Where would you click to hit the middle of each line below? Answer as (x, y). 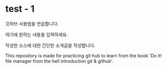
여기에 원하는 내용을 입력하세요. (37, 34)
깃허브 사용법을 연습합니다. (32, 24)
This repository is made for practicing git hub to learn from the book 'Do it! (83, 55)
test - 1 (20, 9)
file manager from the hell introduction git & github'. (59, 61)
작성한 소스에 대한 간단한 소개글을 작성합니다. (50, 45)
